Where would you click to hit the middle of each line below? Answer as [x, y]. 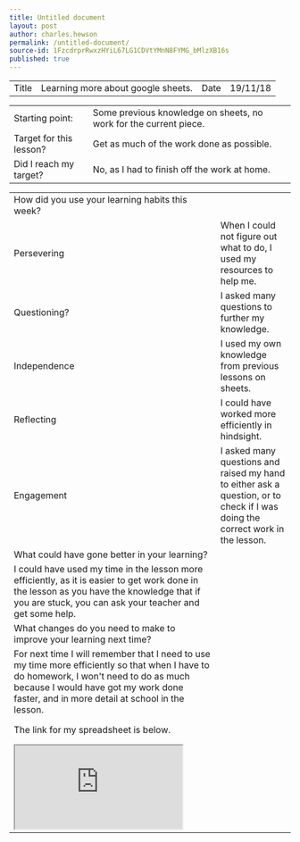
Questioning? [42, 312]
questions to [246, 307]
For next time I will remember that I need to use [112, 654]
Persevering [39, 253]
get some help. [45, 614]
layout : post [33, 26]
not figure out [249, 236]
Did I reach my [44, 164]
